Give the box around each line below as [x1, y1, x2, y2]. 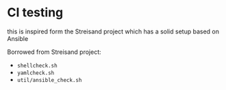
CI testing [7, 5, 64, 20]
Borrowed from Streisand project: [7, 48, 101, 56]
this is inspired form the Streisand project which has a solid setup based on [7, 27, 219, 35]
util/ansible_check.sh [16, 76, 82, 83]
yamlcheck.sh [16, 70, 55, 76]
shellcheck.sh [16, 62, 58, 69]
